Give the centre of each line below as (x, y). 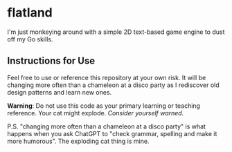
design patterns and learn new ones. (60, 92)
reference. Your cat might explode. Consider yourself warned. (96, 113)
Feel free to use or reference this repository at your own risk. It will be (107, 77)
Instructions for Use (51, 61)
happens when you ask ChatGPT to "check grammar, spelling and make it (112, 133)
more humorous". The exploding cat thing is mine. (78, 141)
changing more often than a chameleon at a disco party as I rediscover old (113, 85)
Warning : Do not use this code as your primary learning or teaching (104, 106)
